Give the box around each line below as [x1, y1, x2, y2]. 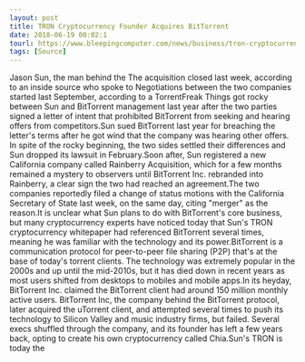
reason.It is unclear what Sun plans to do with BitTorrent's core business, [9, 207, 283, 218]
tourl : [9, 38, 34, 48]
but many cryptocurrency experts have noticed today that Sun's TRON [9, 217, 273, 228]
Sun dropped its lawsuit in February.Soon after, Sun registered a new [9, 149, 267, 160]
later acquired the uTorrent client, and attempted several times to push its [9, 304, 284, 315]
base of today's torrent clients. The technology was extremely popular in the [9, 256, 296, 266]
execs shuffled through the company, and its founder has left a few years [9, 324, 283, 335]
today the [9, 343, 45, 354]
